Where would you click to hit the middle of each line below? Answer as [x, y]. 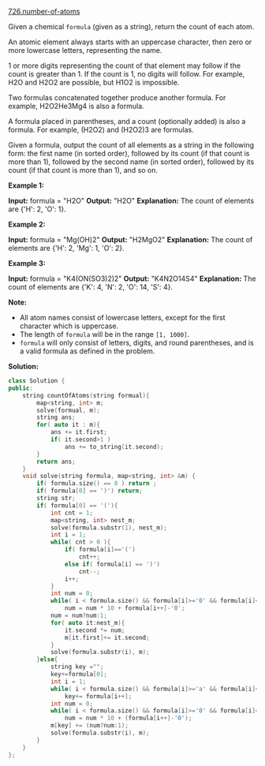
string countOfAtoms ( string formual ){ [86, 395]
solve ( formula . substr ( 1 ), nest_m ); [109, 528]
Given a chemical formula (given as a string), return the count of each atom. [131, 26]
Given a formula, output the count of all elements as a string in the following [131, 145]
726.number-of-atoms [44, 11]
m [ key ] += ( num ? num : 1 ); [89, 726]
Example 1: [26, 185]
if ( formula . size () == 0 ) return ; [97, 484]
